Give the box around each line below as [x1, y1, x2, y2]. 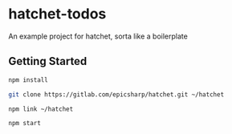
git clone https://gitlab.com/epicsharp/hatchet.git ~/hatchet [8, 90, 225, 99]
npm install [8, 75, 48, 84]
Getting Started [8, 55, 88, 68]
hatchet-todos [8, 5, 107, 23]
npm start [8, 120, 42, 128]
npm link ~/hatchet [8, 105, 74, 113]
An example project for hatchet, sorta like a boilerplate [8, 31, 189, 41]
